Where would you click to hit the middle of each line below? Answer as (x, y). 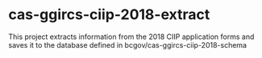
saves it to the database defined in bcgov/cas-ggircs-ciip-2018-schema (128, 44)
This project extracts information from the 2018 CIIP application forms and (131, 37)
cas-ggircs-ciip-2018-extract (109, 15)
